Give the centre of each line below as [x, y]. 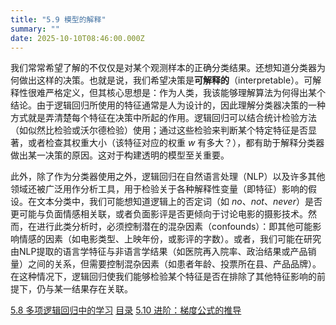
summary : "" [35, 29]
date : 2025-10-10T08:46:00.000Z [77, 38]
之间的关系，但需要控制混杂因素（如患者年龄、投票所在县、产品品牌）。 [174, 264]
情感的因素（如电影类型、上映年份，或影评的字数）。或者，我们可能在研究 [170, 239]
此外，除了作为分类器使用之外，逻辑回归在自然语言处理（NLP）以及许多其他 [168, 177]
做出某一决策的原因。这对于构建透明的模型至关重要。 [120, 155]
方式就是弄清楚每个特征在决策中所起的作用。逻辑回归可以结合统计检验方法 [163, 118]
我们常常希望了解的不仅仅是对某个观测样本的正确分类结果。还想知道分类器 [163, 68]
